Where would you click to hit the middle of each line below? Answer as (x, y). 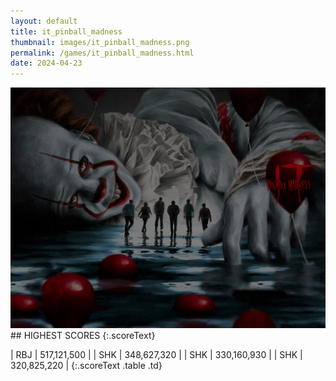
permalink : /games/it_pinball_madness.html (102, 53)
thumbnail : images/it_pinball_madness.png (100, 42)
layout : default (44, 21)
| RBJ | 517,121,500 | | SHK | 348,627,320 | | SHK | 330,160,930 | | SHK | (156, 355)
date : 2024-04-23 (46, 63)
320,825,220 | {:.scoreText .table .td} (86, 366)
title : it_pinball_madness (66, 31)
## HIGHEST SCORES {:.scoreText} (83, 336)
